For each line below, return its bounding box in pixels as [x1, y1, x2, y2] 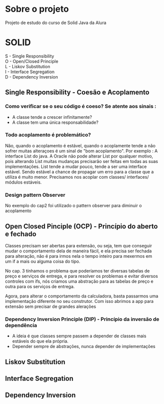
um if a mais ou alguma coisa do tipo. [5, 258, 81, 264]
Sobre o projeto [5, 3, 69, 15]
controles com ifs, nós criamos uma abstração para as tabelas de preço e [5, 278, 154, 284]
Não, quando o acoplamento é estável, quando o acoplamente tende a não [5, 142, 156, 148]
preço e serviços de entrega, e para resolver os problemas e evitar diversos [5, 273, 158, 279]
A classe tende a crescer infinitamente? [12, 114, 92, 120]
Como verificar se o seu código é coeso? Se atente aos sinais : [5, 103, 157, 110]
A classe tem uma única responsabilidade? [12, 119, 99, 125]
